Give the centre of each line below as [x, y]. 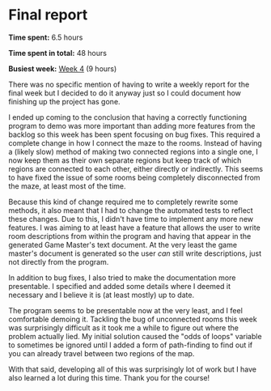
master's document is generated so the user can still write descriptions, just [135, 253]
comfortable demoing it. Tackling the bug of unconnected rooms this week [133, 319]
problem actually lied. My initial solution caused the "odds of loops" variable [135, 336]
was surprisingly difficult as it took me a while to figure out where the [123, 327]
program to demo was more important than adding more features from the [132, 125]
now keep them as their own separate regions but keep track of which [125, 160]
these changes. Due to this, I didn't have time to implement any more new [131, 219]
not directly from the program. [59, 261]
